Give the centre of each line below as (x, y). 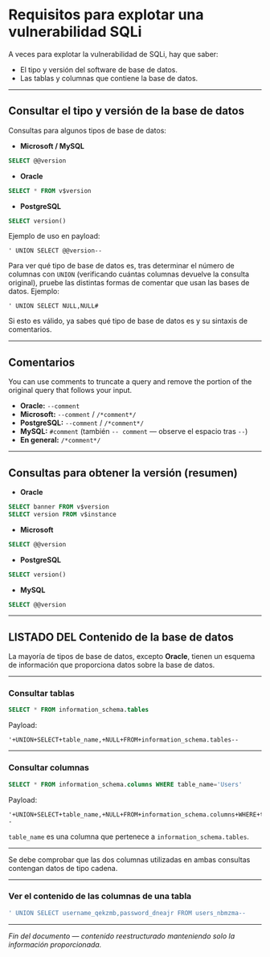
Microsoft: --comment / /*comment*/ (78, 415)
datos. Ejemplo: (34, 292)
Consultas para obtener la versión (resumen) (123, 473)
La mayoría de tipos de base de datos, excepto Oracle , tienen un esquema (132, 656)
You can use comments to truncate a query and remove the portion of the (130, 382)
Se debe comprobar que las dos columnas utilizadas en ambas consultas (129, 859)
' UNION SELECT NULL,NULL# (53, 306)
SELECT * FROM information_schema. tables (79, 710)
